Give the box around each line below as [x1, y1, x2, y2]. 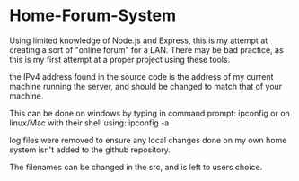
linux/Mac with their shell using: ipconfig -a [9, 117, 170, 128]
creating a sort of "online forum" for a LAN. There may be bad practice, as [9, 44, 285, 55]
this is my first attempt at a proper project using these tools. [9, 54, 231, 65]
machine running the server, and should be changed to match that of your [9, 81, 283, 91]
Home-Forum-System [9, 5, 177, 26]
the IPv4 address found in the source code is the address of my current [9, 71, 274, 82]
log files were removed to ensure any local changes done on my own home [9, 134, 287, 145]
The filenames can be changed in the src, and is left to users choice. [9, 161, 263, 172]
